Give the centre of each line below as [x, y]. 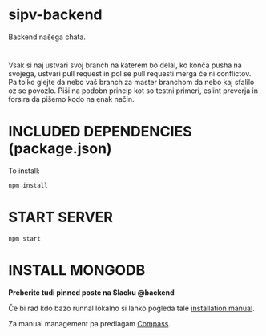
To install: [24, 171]
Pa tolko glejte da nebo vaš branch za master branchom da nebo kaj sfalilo [131, 83]
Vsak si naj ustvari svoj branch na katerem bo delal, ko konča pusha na [125, 65]
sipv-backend [55, 15]
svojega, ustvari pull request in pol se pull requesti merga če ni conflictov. [130, 74]
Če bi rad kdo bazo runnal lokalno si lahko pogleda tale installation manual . [131, 308]
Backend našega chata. [47, 37]
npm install [28, 186]
